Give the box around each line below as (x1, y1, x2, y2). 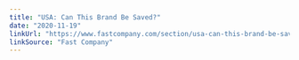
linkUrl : (9, 29, 42, 38)
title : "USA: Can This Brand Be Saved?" (9, 12, 162, 22)
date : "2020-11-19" (9, 21, 82, 30)
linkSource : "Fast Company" (9, 37, 114, 47)
